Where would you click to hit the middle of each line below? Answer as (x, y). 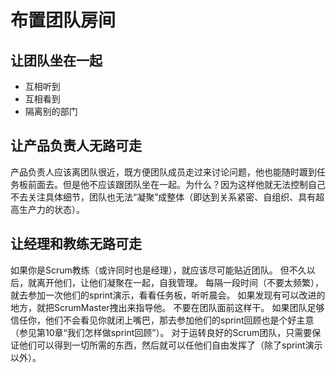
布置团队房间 (63, 20)
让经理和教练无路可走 (76, 244)
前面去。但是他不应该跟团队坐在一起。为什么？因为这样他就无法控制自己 (176, 184)
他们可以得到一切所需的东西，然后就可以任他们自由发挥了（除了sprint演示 (170, 345)
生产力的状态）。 (51, 209)
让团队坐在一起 (56, 60)
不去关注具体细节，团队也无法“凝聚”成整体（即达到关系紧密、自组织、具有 (163, 197)
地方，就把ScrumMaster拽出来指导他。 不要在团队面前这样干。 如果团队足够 (167, 307)
